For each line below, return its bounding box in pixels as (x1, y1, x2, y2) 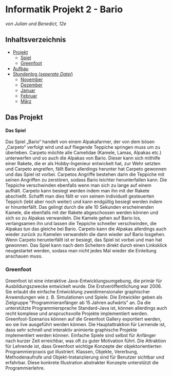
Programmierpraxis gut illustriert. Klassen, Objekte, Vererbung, (5, 348, 138, 354)
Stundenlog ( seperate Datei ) (12, 71, 73, 77)
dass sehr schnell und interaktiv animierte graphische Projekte (5, 327, 138, 333)
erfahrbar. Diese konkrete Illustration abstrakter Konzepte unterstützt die (5, 359, 159, 365)
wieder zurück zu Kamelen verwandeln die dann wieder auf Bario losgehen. (5, 231, 166, 238)
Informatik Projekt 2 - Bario (5, 4, 123, 15)
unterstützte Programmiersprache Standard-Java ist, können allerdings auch (5, 305, 167, 311)
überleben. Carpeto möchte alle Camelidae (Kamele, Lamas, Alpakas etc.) (5, 150, 162, 156)
